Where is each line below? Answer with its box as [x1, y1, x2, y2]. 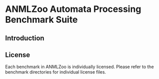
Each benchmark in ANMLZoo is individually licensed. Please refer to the [5, 64, 154, 70]
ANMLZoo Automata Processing [5, 3, 142, 15]
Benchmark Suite [5, 14, 78, 25]
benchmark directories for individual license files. [5, 69, 106, 75]
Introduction [5, 34, 45, 42]
